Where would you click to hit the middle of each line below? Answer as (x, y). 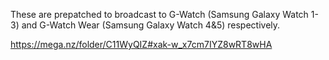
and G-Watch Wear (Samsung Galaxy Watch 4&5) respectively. (151, 25)
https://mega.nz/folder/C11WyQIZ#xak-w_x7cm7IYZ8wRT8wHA (141, 44)
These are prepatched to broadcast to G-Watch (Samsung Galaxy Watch (159, 14)
